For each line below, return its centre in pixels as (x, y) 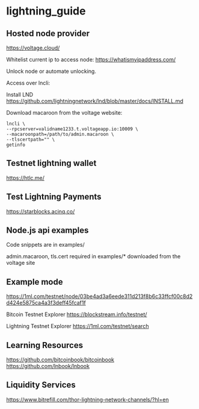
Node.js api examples (47, 230)
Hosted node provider (48, 33)
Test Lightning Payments (54, 197)
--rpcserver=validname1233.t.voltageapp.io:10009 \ (72, 129)
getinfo (16, 145)
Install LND (20, 94)
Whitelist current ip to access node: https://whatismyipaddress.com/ (91, 59)
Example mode (35, 282)
